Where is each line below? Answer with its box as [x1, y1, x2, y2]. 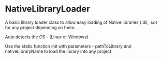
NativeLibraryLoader [5, 3, 90, 15]
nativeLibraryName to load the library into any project [5, 48, 112, 54]
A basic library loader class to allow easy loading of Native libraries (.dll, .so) [5, 19, 157, 25]
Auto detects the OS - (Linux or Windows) [5, 34, 88, 40]
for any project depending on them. [5, 24, 76, 30]
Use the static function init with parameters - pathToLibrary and [5, 43, 132, 49]
